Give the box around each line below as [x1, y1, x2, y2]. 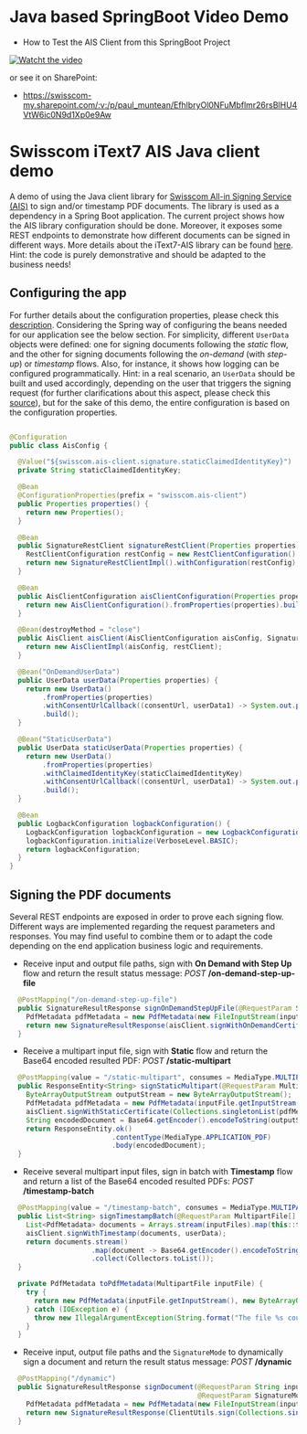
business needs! [9, 259, 71, 270]
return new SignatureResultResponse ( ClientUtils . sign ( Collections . [26, 1407, 288, 1418]
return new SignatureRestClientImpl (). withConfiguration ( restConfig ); [26, 558, 301, 568]
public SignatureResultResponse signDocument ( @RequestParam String [17, 1383, 281, 1392]
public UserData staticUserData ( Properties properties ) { [17, 743, 244, 752]
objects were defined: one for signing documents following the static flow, [9, 338, 289, 349]
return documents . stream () [26, 1237, 129, 1247]
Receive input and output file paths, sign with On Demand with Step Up [22, 958, 292, 969]
